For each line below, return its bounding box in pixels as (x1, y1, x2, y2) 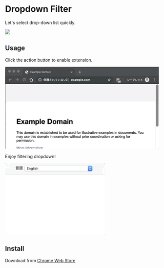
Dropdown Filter (5, 3, 72, 15)
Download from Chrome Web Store (5, 257, 76, 263)
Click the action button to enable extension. (5, 57, 93, 63)
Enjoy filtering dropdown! (5, 153, 56, 159)
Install (5, 244, 24, 253)
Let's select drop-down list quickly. (5, 20, 76, 25)
